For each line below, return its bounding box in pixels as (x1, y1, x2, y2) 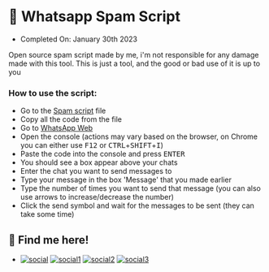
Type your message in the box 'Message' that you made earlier (20, 175, 232, 185)
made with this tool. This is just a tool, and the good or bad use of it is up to (8, 58, 261, 68)
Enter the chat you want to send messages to (20, 166, 172, 176)
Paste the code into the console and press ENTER (20, 149, 185, 159)
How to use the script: (8, 87, 98, 98)
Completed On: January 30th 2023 (20, 34, 138, 44)
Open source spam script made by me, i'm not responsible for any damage (8, 50, 259, 59)
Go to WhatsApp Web (20, 123, 93, 133)
